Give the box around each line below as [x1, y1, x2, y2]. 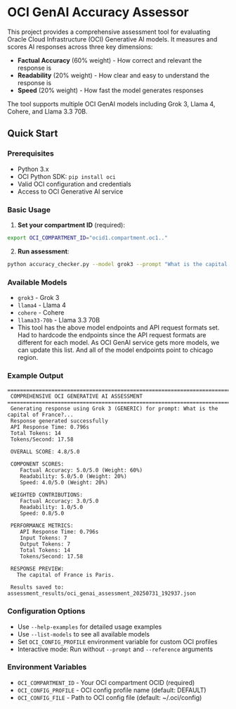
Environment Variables [7, 663, 87, 672]
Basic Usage [7, 205, 51, 215]
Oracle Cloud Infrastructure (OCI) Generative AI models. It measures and [7, 34, 218, 43]
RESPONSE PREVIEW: [10, 565, 65, 572]
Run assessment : [17, 247, 70, 256]
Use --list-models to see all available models [17, 629, 150, 638]
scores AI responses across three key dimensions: [7, 42, 153, 51]
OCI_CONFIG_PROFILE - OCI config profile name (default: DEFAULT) [17, 686, 206, 694]
